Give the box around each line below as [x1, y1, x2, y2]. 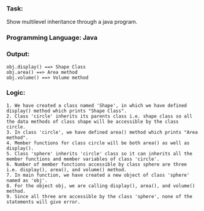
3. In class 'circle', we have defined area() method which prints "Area [6, 129, 199, 135]
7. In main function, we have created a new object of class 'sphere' [6, 172, 190, 178]
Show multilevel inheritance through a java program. [6, 18, 137, 26]
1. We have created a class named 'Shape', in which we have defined [6, 102, 188, 108]
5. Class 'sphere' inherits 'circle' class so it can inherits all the [6, 150, 192, 157]
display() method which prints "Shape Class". [6, 108, 127, 114]
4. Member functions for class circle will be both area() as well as [6, 139, 190, 146]
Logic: [6, 89, 26, 97]
